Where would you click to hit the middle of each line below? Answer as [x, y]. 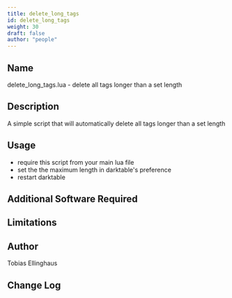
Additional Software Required [72, 199]
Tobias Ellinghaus [32, 263]
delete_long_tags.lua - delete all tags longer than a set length [95, 84]
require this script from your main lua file [76, 162]
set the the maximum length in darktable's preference [94, 170]
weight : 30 [23, 27]
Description [33, 106]
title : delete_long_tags [43, 14]
